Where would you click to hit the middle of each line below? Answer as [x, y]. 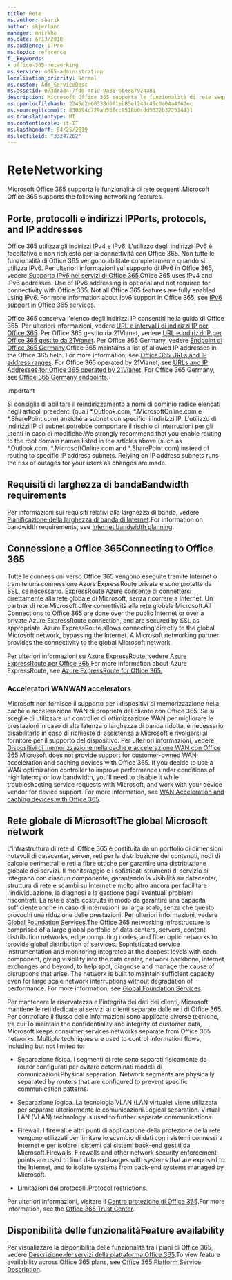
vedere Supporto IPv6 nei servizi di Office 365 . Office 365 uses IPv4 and [110, 275]
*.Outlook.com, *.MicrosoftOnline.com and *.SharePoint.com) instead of [108, 448]
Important [21, 391]
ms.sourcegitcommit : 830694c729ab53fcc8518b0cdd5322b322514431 [100, 110]
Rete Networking [55, 170]
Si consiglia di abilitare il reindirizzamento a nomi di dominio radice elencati [114, 404]
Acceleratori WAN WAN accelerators [69, 688]
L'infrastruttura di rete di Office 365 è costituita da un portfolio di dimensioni [115, 848]
